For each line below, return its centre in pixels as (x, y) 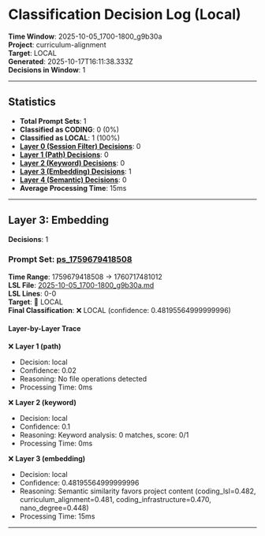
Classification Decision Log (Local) (125, 15)
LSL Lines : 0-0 (32, 293)
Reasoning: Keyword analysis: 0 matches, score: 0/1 (104, 435)
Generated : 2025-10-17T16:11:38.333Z (71, 61)
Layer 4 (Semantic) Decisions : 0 (73, 180)
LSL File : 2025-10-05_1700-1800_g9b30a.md (81, 285)
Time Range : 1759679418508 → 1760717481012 (86, 277)
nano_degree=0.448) (54, 508)
